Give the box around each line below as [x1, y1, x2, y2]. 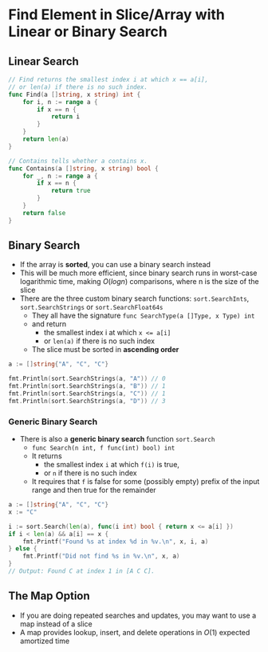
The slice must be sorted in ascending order [31, 345, 179, 354]
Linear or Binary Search [8, 22, 167, 41]
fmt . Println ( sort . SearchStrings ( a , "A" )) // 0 [8, 374, 166, 383]
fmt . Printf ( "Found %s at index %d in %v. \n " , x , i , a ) [22, 538, 209, 546]
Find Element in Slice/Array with [8, 6, 225, 24]
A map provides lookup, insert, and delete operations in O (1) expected [19, 627, 250, 637]
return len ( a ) [22, 135, 69, 143]
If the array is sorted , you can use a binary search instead [19, 260, 211, 270]
